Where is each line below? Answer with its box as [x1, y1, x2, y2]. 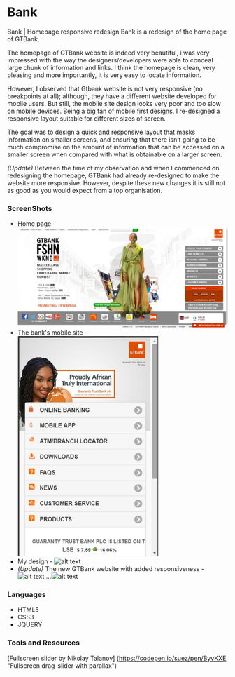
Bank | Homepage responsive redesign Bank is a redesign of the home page [7, 27, 227, 36]
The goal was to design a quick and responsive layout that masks [7, 128, 196, 136]
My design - [17, 557, 53, 565]
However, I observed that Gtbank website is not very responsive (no [7, 84, 203, 93]
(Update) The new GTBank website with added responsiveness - [17, 565, 205, 573]
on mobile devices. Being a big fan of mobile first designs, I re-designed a [7, 107, 220, 115]
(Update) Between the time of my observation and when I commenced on [7, 163, 220, 172]
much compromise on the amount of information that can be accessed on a [7, 142, 225, 151]
